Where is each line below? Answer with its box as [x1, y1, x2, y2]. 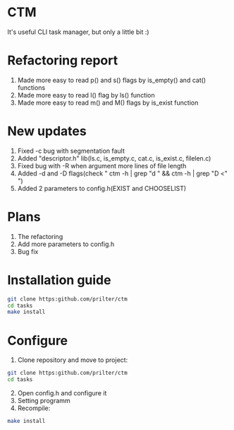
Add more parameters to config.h [17, 240, 115, 248]
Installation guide [7, 272, 111, 288]
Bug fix [17, 247, 39, 255]
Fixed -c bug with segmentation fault [17, 146, 125, 155]
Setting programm [17, 397, 70, 405]
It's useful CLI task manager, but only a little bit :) [7, 28, 149, 36]
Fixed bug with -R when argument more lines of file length [17, 161, 187, 170]
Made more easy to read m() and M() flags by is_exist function [17, 98, 199, 107]
